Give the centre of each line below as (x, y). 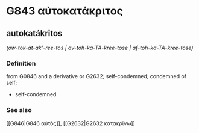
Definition (21, 63)
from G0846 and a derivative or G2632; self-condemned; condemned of (96, 76)
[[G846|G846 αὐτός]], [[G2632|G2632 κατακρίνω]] (71, 123)
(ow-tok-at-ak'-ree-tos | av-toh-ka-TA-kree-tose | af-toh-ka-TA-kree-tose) (100, 48)
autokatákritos (34, 33)
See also (19, 110)
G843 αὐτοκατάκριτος (65, 11)
